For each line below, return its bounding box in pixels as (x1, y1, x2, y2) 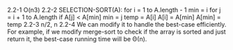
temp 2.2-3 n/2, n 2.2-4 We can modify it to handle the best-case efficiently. (7, 21, 227, 28)
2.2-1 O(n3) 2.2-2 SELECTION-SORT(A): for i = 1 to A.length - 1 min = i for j (7, 6, 221, 14)
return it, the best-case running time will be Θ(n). (7, 35, 147, 43)
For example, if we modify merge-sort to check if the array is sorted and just (7, 27, 226, 36)
